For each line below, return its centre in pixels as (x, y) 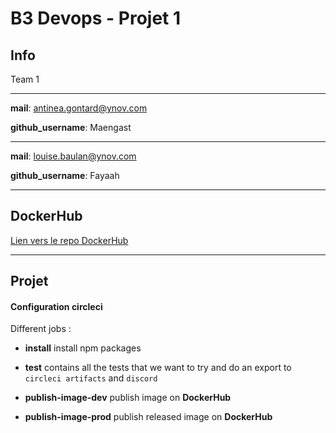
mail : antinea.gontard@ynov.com (79, 108)
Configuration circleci (56, 306)
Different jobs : (41, 329)
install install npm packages (83, 348)
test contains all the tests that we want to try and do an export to (158, 368)
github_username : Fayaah (65, 175)
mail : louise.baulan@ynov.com (73, 156)
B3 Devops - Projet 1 (96, 18)
